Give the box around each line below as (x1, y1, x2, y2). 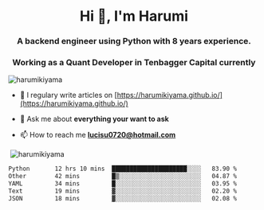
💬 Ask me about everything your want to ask (19, 115, 169, 124)
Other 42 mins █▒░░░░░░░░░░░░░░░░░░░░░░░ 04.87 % (8, 172, 238, 180)
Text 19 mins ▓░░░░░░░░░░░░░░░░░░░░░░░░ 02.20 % (8, 187, 238, 195)
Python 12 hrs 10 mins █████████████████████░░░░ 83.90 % (8, 165, 238, 173)
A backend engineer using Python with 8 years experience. (17, 36, 251, 47)
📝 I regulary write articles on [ (19, 91, 117, 100)
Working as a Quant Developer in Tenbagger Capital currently (12, 57, 256, 68)
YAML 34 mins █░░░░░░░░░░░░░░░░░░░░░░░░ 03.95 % (8, 179, 238, 188)
